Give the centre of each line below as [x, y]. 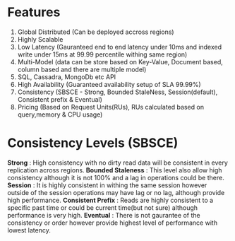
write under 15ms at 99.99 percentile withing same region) [102, 54]
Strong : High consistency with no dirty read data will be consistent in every [117, 163]
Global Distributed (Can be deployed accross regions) [96, 32]
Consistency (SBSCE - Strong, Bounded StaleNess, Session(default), [117, 92]
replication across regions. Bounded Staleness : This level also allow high [115, 170]
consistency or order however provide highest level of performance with [112, 223]
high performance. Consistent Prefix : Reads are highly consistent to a [110, 200]
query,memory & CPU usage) [60, 114]
